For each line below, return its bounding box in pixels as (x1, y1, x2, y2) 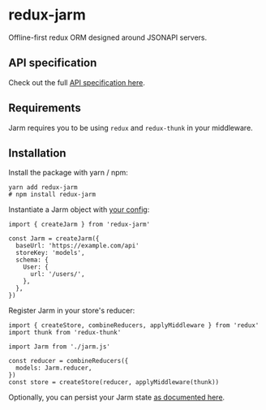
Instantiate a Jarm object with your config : (8, 205, 150, 214)
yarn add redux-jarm (8, 183, 79, 192)
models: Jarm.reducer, (15, 364, 92, 373)
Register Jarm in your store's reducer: (8, 306, 135, 316)
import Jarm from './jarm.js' (8, 343, 111, 351)
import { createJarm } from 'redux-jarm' (8, 221, 151, 229)
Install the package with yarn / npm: (8, 168, 128, 178)
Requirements (8, 101, 81, 115)
